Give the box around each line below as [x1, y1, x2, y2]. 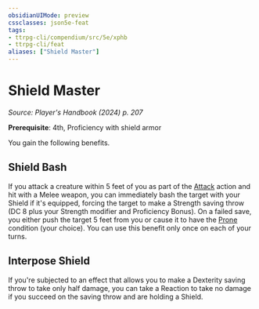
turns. [8, 231, 27, 241]
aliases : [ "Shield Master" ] [8, 48, 100, 56]
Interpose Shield [8, 254, 90, 267]
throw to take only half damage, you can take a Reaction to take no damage [8, 283, 252, 293]
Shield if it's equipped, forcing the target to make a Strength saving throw [8, 198, 245, 208]
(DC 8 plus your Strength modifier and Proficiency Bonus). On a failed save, [8, 206, 252, 216]
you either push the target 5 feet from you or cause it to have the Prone [8, 215, 238, 224]
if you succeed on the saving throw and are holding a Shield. [8, 292, 203, 301]
